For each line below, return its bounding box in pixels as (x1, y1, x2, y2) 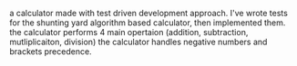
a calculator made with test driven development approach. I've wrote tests (9, 8, 289, 18)
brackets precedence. (9, 46, 93, 57)
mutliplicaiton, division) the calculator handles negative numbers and (9, 36, 268, 47)
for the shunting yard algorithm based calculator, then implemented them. (9, 17, 286, 28)
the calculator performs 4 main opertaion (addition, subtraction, (9, 27, 249, 37)
